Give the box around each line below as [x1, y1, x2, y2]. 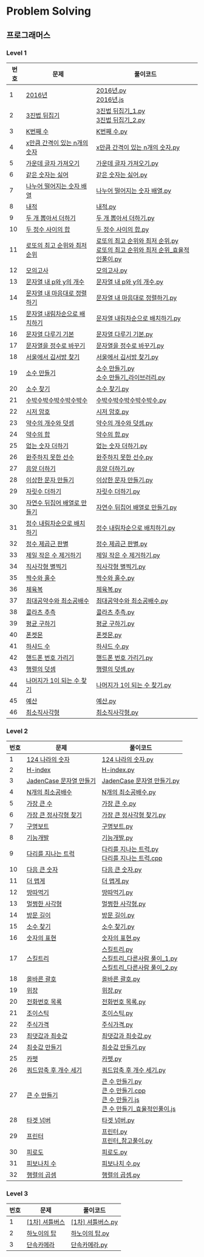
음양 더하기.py [96, 464, 135, 473]
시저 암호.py [96, 407, 129, 416]
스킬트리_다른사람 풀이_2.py [101, 964, 178, 972]
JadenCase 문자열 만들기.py [101, 776, 180, 785]
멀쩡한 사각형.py [101, 900, 146, 908]
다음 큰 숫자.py [101, 866, 142, 874]
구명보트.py [101, 822, 134, 831]
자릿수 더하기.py [96, 487, 141, 496]
